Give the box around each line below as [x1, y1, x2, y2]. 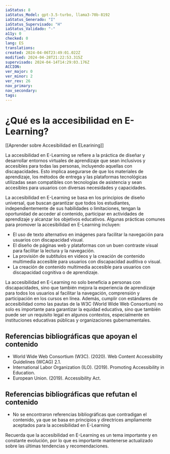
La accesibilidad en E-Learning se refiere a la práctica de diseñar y [5, 152, 146, 158]
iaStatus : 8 [5, 7, 30, 13]
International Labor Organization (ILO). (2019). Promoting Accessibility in [12, 364, 164, 370]
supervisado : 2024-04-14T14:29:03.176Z [5, 60, 90, 65]
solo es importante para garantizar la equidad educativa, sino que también [5, 306, 161, 312]
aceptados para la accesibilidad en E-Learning [12, 422, 110, 428]
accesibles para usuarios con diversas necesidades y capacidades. [5, 184, 147, 191]
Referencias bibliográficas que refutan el [5, 390, 137, 398]
